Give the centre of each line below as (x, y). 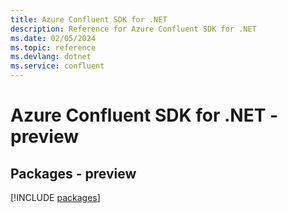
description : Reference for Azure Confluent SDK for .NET (133, 29)
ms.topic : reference (53, 47)
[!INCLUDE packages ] (55, 197)
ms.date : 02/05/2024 (53, 38)
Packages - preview (73, 173)
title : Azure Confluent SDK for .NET (89, 19)
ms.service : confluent (57, 66)
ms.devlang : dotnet (51, 57)
